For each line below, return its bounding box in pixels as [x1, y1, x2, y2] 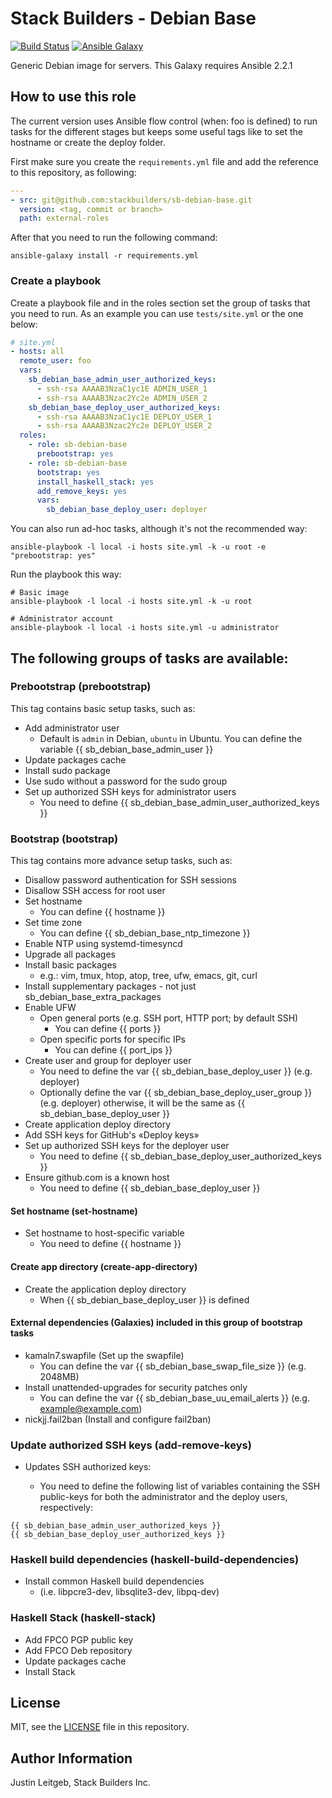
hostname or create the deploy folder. [10, 136, 166, 148]
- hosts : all [10, 347, 65, 357]
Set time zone [24, 917, 83, 929]
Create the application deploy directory [24, 1283, 187, 1295]
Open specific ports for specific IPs [39, 1033, 186, 1046]
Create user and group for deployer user [24, 1055, 192, 1067]
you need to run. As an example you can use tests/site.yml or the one [10, 307, 304, 319]
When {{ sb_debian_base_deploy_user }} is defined [39, 1293, 250, 1306]
